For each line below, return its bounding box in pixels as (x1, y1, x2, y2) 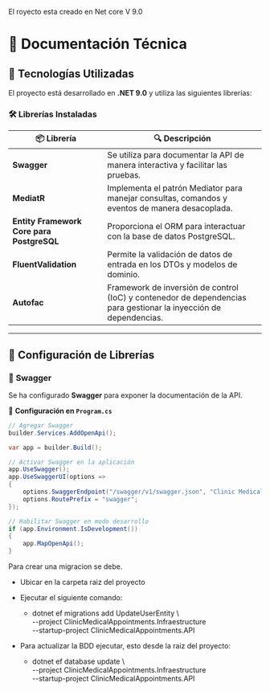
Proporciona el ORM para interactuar (107, 221, 246, 232)
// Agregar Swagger (8, 421, 74, 429)
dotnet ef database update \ (31, 656, 125, 666)
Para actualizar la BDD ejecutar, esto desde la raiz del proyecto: (19, 641, 231, 651)
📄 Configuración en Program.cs (8, 406, 112, 415)
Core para (12, 226, 51, 237)
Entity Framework (12, 216, 82, 227)
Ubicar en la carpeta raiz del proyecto (19, 578, 146, 587)
